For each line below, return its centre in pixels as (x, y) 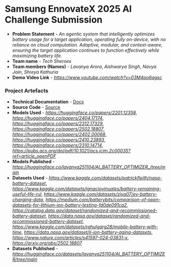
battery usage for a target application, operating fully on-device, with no (89, 39)
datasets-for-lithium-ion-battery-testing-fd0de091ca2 (69, 205)
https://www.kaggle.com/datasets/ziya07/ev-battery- (100, 194)
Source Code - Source (36, 107)
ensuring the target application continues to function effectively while (86, 50)
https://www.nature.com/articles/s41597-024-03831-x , (70, 238)
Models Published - (33, 162)
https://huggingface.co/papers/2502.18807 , (59, 129)
